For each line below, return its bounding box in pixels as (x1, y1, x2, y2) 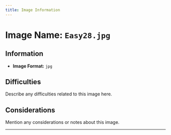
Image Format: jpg (12, 63, 52, 69)
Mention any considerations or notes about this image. (5, 119, 120, 125)
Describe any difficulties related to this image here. (5, 91, 112, 97)
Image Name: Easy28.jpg (5, 29, 110, 41)
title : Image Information (5, 7, 60, 13)
